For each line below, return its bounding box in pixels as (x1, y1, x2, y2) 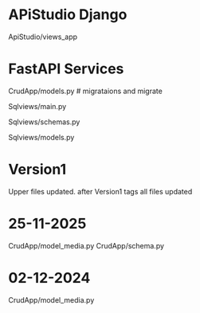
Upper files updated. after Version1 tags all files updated (8, 186, 193, 196)
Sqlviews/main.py (8, 101, 67, 111)
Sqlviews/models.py (8, 132, 75, 142)
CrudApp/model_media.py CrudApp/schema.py (8, 241, 165, 250)
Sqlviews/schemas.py (8, 117, 80, 127)
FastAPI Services (8, 60, 124, 78)
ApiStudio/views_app (8, 32, 78, 41)
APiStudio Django (8, 6, 127, 24)
